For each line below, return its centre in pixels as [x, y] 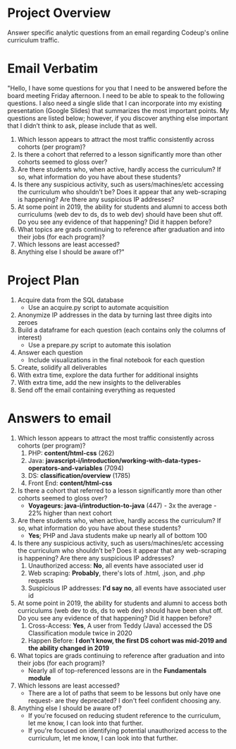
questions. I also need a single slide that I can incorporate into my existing [114, 103]
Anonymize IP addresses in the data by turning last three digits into [115, 315]
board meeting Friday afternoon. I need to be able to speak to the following [116, 95]
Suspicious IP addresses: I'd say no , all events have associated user [127, 588]
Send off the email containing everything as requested [97, 390]
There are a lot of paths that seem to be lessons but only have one [124, 693]
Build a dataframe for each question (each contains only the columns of [122, 330]
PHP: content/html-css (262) [71, 453]
